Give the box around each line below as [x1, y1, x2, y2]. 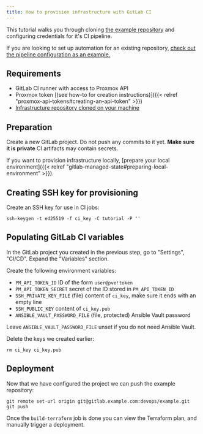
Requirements [6, 69, 61, 79]
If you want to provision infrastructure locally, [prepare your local [6, 157, 170, 164]
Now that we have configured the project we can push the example [6, 379, 175, 387]
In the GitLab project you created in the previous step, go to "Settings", [6, 248, 185, 256]
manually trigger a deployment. [6, 421, 85, 428]
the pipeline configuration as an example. [6, 50, 111, 58]
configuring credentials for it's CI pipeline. [6, 32, 113, 40]
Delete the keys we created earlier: [6, 335, 95, 342]
